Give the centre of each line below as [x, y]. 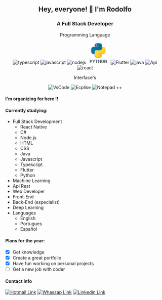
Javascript [31, 159]
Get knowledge [28, 252]
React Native [33, 127]
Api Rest [21, 186]
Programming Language [85, 35]
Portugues [31, 224]
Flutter [27, 170]
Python [28, 176]
